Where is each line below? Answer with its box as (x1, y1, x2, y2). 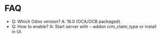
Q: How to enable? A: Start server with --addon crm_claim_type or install (11, 23, 157, 29)
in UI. (11, 28, 22, 34)
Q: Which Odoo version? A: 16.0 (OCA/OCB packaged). (11, 19, 122, 24)
